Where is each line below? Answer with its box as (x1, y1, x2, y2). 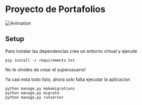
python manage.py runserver (5, 94, 64, 100)
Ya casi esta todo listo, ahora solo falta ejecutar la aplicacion (5, 76, 130, 82)
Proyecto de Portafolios (5, 4, 106, 15)
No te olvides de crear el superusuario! (5, 66, 86, 72)
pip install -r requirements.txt (5, 58, 75, 63)
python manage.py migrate (5, 90, 59, 95)
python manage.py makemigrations (5, 86, 75, 91)
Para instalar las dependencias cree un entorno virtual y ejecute (5, 48, 137, 54)
